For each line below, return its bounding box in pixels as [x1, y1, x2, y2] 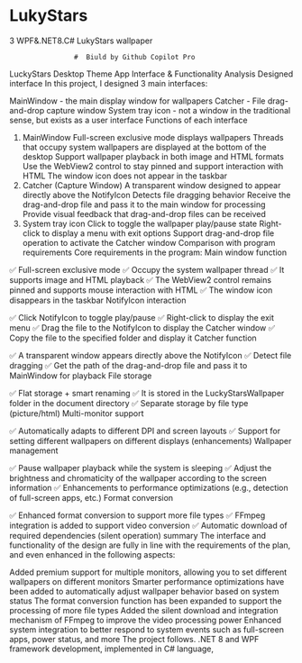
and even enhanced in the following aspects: [9, 549, 176, 559]
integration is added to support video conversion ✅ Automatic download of [9, 520, 288, 531]
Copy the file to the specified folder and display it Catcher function [9, 332, 257, 343]
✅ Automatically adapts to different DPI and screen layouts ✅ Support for [9, 425, 281, 436]
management [9, 445, 59, 456]
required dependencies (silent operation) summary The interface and [9, 530, 267, 540]
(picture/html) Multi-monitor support [9, 407, 144, 419]
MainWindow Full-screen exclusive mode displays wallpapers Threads [22, 132, 284, 142]
